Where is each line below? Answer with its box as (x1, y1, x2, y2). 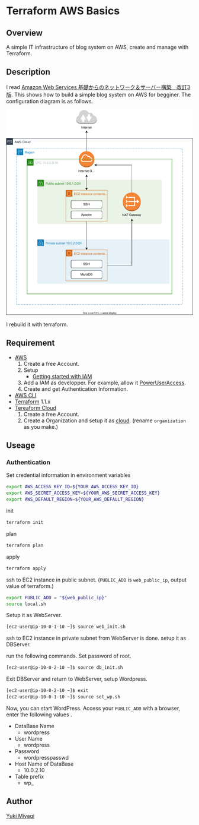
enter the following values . (6, 711, 72, 718)
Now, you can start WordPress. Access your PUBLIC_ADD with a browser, (6, 704, 181, 712)
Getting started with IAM (32, 372, 92, 380)
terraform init (6, 520, 44, 526)
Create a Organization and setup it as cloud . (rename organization (23, 417, 187, 424)
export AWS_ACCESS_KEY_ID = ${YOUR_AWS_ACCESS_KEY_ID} (6, 484, 139, 490)
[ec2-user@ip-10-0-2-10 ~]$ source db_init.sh (6, 665, 123, 671)
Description (6, 67, 50, 77)
